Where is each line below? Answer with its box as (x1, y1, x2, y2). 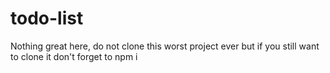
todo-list (10, 7, 84, 30)
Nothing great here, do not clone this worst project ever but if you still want (10, 40, 320, 52)
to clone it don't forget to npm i (10, 50, 138, 62)
